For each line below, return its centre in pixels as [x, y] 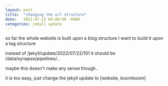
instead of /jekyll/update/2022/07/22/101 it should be [60, 53]
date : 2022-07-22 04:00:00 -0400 [43, 19]
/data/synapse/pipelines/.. [32, 59]
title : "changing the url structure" [46, 15]
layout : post [19, 10]
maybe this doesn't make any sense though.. [52, 68]
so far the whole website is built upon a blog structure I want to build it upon [84, 38]
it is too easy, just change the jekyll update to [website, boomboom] [76, 78]
